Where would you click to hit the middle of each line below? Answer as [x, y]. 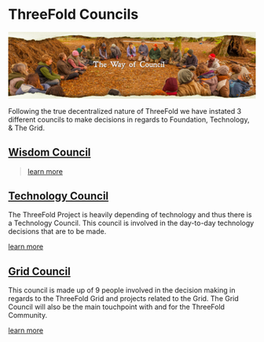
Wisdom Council [49, 153]
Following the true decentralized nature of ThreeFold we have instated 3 [125, 111]
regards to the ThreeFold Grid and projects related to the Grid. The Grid [124, 299]
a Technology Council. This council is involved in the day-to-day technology [131, 223]
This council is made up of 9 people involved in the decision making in [122, 290]
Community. [28, 315]
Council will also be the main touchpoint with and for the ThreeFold [117, 307]
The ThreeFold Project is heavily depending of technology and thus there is [130, 215]
